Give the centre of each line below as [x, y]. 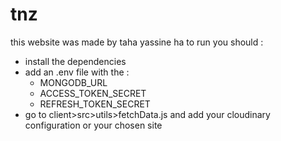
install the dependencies [75, 61]
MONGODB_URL [73, 82]
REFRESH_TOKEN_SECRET [95, 104]
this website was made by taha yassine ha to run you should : [137, 42]
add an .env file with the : [77, 72]
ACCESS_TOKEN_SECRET [93, 93]
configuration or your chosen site [93, 125]
